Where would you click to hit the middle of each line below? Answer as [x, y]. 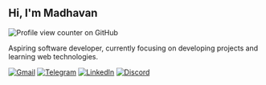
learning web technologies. [53, 56]
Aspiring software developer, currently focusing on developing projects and [133, 48]
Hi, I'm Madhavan [53, 13]
